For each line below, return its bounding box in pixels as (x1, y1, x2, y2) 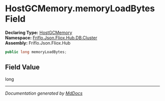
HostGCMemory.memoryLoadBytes (5, 3, 155, 14)
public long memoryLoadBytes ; (5, 50, 67, 54)
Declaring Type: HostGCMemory (5, 29, 72, 35)
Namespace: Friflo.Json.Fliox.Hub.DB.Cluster (5, 35, 97, 41)
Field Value (5, 63, 40, 72)
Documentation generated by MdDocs (5, 90, 82, 96)
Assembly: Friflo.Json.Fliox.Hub (5, 40, 71, 46)
